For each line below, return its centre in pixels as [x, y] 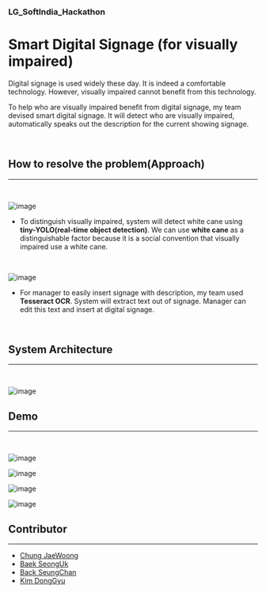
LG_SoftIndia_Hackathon [57, 12]
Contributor [38, 529]
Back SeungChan [48, 572]
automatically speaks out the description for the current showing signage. [129, 124]
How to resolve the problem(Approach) [107, 164]
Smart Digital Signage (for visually [123, 45]
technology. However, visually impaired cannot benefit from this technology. [132, 91]
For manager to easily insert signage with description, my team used [131, 292]
